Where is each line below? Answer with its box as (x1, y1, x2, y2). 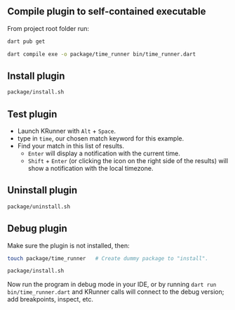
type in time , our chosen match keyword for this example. (17, 134, 184, 143)
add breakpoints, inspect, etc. (7, 295, 93, 304)
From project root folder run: (7, 24, 90, 32)
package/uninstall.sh (7, 203, 71, 210)
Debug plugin (7, 223, 68, 235)
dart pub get (7, 38, 46, 45)
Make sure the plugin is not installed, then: (7, 241, 130, 250)
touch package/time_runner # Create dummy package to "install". (7, 254, 209, 262)
